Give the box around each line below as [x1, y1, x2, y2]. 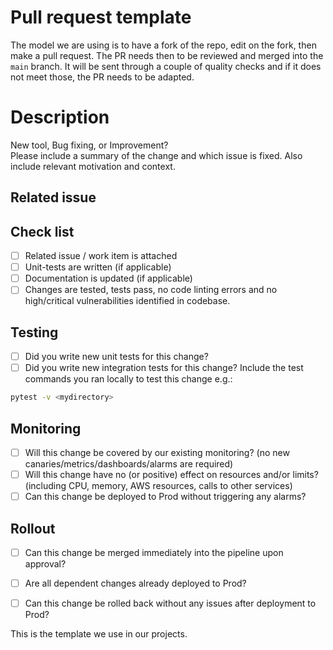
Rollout [10, 520, 56, 537]
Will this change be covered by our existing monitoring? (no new [24, 446, 290, 458]
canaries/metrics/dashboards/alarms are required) [24, 458, 234, 470]
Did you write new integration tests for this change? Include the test [24, 362, 304, 374]
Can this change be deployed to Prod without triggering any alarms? [24, 491, 307, 503]
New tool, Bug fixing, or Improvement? [10, 139, 169, 151]
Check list [10, 223, 75, 240]
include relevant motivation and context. [10, 160, 176, 172]
